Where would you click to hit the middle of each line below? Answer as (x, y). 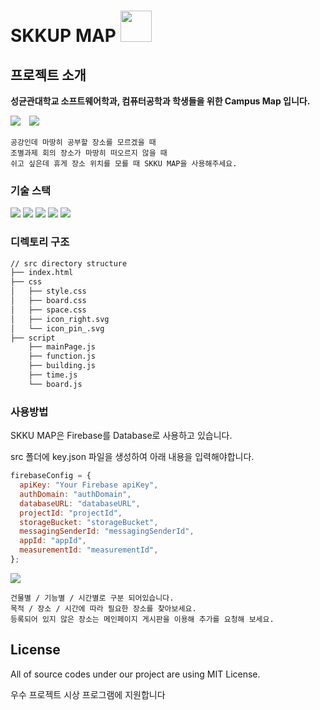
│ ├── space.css (48, 310)
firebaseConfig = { (51, 476)
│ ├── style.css (48, 291)
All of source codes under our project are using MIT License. (135, 674)
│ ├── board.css (48, 301)
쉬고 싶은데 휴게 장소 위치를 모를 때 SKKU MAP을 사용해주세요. (124, 164)
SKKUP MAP (63, 36)
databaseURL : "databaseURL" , (80, 503)
